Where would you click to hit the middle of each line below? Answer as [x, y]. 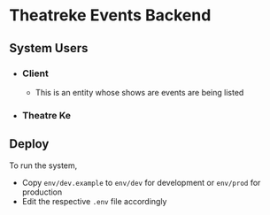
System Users [49, 48]
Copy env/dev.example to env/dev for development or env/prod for [141, 182]
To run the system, [43, 165]
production [42, 192]
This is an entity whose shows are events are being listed [139, 92]
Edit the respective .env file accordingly [94, 201]
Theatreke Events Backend [110, 15]
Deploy [29, 144]
